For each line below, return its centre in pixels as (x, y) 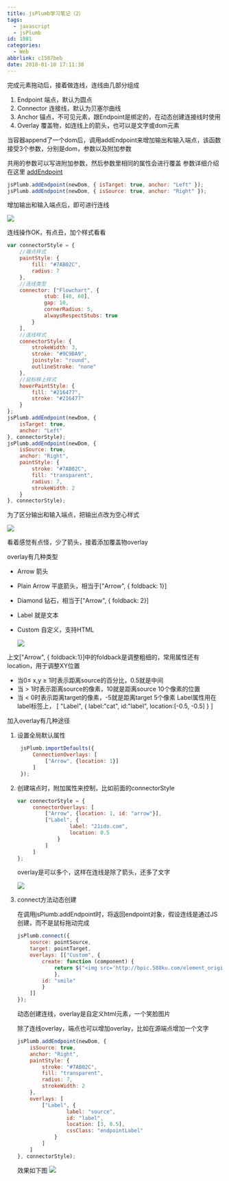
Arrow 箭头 (33, 571)
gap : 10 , (56, 303)
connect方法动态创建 (47, 899)
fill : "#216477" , (56, 392)
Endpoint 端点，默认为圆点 (55, 100)
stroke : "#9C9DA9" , (60, 354)
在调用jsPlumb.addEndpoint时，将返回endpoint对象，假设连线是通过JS (117, 915)
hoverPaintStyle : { (47, 386)
